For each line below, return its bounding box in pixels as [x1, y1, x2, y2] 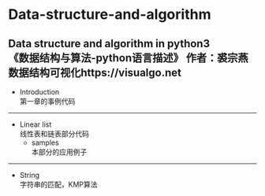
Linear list [19, 120, 52, 129]
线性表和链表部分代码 [19, 129, 89, 139]
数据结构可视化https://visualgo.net [8, 65, 181, 80]
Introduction [19, 87, 60, 96]
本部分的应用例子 [31, 147, 88, 157]
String [19, 171, 40, 179]
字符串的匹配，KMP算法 [19, 179, 98, 189]
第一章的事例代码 [19, 97, 76, 105]
